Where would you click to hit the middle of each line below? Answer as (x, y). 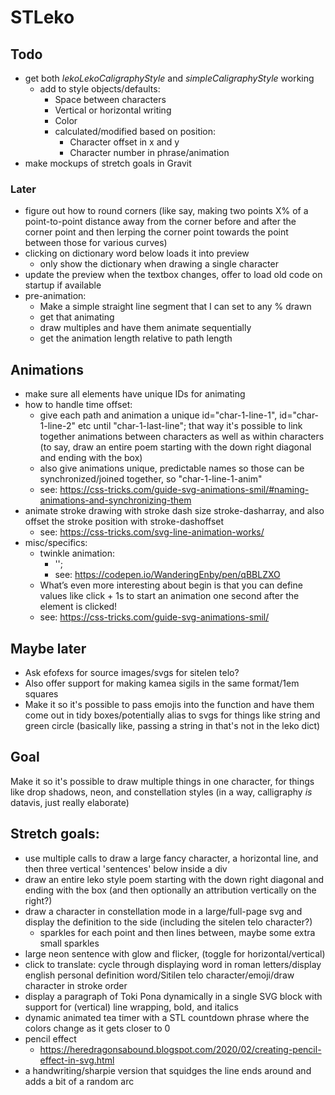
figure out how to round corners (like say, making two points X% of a (166, 211)
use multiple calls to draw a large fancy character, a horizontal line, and (171, 858)
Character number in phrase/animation (149, 152)
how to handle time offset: (78, 405)
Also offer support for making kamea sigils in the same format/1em (162, 683)
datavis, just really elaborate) (70, 802)
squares (41, 693)
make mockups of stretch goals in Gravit (108, 163)
